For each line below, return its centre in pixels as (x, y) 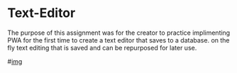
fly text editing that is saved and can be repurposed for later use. (102, 47)
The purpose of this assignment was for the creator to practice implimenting (119, 33)
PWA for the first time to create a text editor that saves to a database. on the (118, 40)
